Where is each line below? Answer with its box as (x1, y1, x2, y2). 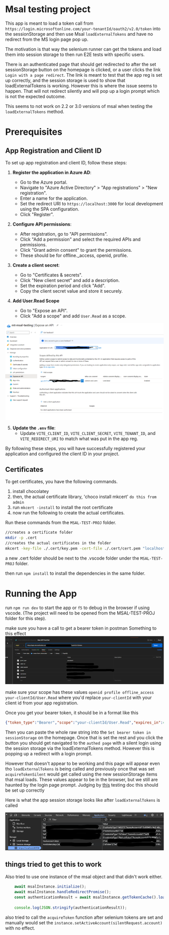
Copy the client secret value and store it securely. (20, 288, 123, 294)
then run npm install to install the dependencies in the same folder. (5, 570, 146, 576)
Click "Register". (20, 211, 54, 217)
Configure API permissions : (12, 221, 72, 227)
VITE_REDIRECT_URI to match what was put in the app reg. (20, 435, 138, 442)
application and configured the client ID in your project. (5, 451, 120, 457)
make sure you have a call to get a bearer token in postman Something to (5, 625, 157, 631)
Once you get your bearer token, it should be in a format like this (5, 709, 139, 716)
